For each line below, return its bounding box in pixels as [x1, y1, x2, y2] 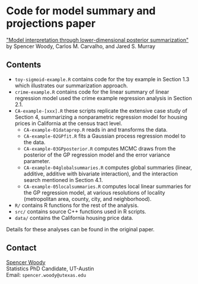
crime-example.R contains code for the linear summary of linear [14, 88, 170, 95]
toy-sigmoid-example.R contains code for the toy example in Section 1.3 [14, 75, 190, 82]
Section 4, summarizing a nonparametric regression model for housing [14, 113, 188, 120]
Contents [6, 60, 41, 70]
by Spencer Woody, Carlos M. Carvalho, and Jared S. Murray [6, 43, 156, 50]
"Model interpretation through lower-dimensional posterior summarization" [6, 36, 189, 43]
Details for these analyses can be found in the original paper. [6, 225, 155, 232]
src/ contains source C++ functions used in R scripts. [14, 208, 146, 215]
